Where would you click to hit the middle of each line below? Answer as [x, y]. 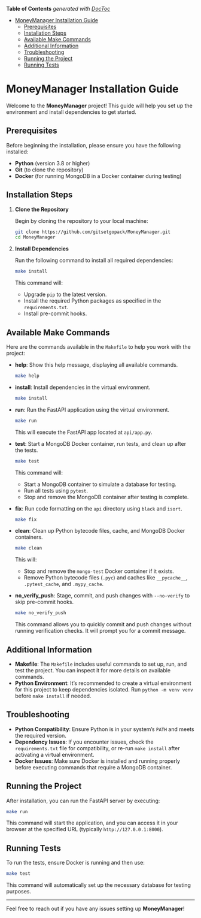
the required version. [41, 735]
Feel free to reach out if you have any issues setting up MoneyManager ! [95, 909]
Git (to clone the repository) [49, 170]
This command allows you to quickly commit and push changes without [103, 624]
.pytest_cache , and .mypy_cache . [64, 584]
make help [27, 376]
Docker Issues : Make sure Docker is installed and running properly [98, 761]
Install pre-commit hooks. [55, 313]
